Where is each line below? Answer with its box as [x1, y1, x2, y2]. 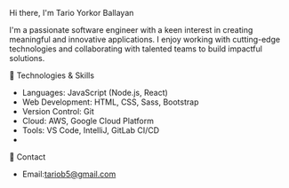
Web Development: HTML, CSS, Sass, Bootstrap [21, 97, 199, 107]
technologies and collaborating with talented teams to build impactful [9, 43, 262, 54]
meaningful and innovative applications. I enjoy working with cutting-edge [9, 35, 281, 44]
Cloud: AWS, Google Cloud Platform [21, 115, 154, 126]
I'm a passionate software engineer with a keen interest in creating [9, 25, 253, 35]
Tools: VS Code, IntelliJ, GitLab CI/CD [21, 125, 160, 136]
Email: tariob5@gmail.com [21, 168, 116, 179]
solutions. [9, 53, 45, 63]
